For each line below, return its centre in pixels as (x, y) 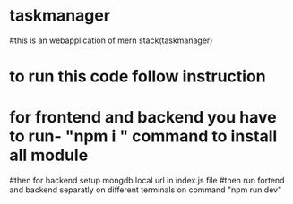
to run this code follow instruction (138, 76)
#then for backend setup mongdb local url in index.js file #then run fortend (147, 181)
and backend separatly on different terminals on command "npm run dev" (146, 190)
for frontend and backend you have (143, 118)
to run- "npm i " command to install (143, 136)
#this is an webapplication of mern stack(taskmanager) (111, 40)
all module (49, 155)
